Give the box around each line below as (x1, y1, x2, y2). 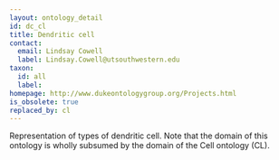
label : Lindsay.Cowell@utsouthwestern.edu (17, 55, 180, 64)
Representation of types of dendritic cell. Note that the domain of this (9, 130, 269, 141)
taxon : (9, 64, 34, 73)
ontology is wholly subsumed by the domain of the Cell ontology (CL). (9, 140, 270, 151)
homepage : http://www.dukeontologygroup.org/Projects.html (9, 89, 237, 98)
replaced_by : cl (9, 106, 71, 115)
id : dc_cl (9, 22, 47, 31)
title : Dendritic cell (9, 30, 95, 39)
